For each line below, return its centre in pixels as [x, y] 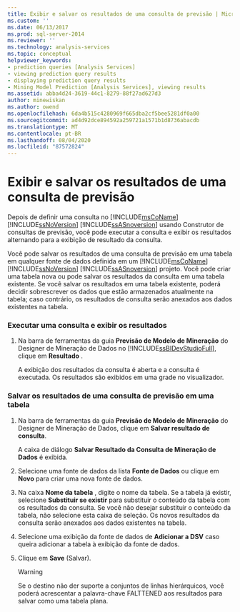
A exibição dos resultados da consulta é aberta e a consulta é [109, 370]
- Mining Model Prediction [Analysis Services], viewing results [106, 87]
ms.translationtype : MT [43, 127]
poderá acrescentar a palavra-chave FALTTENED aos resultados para [120, 593]
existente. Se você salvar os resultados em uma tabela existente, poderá [114, 284]
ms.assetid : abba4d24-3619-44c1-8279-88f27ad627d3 [84, 94]
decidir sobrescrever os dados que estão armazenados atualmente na [110, 292]
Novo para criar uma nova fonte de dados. [80, 478]
